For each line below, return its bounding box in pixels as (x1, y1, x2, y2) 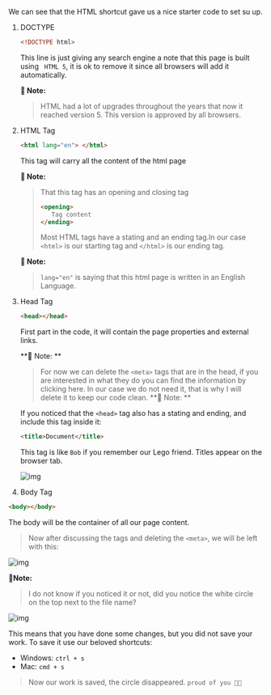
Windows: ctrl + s (19, 653, 85, 663)
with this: (28, 542, 59, 551)
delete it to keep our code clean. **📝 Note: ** (40, 392, 192, 403)
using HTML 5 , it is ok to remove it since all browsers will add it (19, 61, 229, 71)
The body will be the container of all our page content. (8, 518, 190, 527)
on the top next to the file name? (28, 598, 137, 607)
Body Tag (19, 487, 53, 497)
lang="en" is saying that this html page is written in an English (40, 273, 246, 282)
